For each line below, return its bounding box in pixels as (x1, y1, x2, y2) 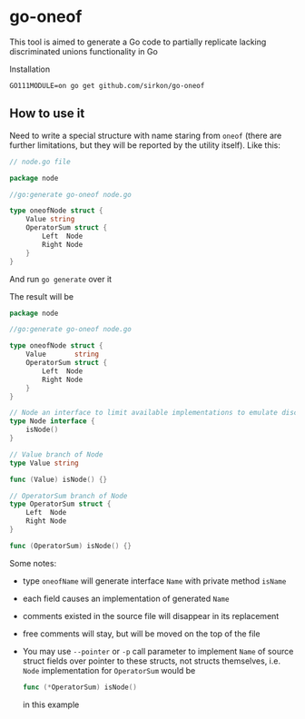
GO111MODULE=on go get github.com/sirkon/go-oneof (9, 81, 205, 90)
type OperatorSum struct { (9, 499, 112, 509)
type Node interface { (9, 417, 95, 426)
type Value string (9, 458, 79, 468)
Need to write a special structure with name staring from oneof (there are (9, 130, 282, 141)
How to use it (9, 106, 85, 122)
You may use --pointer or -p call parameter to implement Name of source (22, 645, 294, 656)
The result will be (9, 291, 74, 301)
